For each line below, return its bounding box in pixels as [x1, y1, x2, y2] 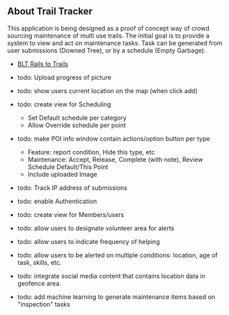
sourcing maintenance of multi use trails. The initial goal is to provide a [7, 31, 210, 40]
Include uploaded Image [27, 170, 97, 178]
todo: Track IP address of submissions [17, 184, 127, 192]
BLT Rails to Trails [17, 59, 68, 68]
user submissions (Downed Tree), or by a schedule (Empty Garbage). [7, 46, 207, 54]
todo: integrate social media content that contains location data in [17, 271, 206, 280]
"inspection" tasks [17, 300, 71, 308]
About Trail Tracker [7, 6, 93, 17]
